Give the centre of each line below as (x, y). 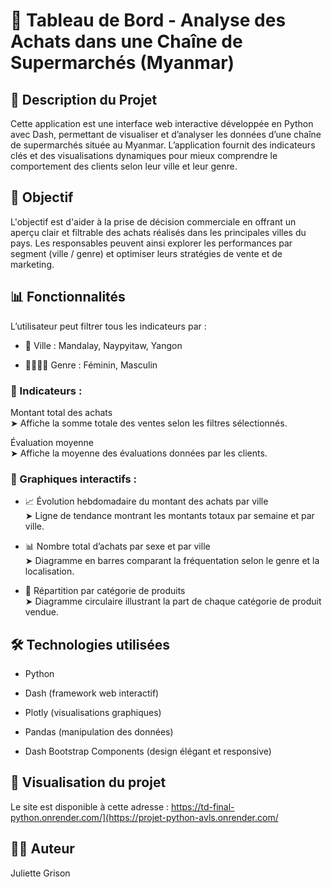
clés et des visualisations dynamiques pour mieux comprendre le (144, 155)
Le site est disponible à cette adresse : (90, 806)
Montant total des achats (61, 412)
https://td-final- (203, 806)
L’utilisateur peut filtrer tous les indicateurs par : (108, 326)
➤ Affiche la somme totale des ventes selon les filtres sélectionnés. (149, 423)
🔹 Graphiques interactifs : (73, 479)
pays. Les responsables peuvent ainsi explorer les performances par (151, 243)
